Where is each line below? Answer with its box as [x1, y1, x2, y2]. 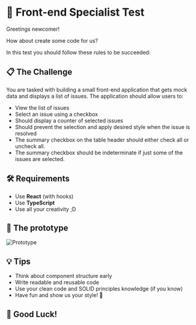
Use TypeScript [14, 199, 55, 206]
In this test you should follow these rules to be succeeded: [6, 48, 151, 56]
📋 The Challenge [6, 67, 73, 77]
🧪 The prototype [6, 222, 69, 233]
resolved [14, 130, 37, 137]
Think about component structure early [14, 273, 112, 280]
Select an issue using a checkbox [14, 110, 98, 118]
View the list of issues [14, 104, 70, 111]
